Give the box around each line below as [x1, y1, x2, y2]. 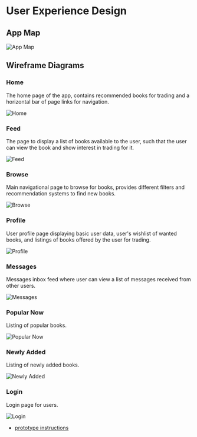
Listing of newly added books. [6, 361, 80, 368]
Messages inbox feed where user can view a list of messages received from [6, 275, 191, 282]
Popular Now [6, 308, 44, 316]
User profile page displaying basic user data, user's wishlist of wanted [6, 230, 177, 237]
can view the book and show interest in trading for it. [6, 144, 134, 151]
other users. [6, 282, 36, 289]
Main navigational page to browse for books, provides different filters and [6, 184, 185, 191]
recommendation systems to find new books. [6, 190, 116, 197]
